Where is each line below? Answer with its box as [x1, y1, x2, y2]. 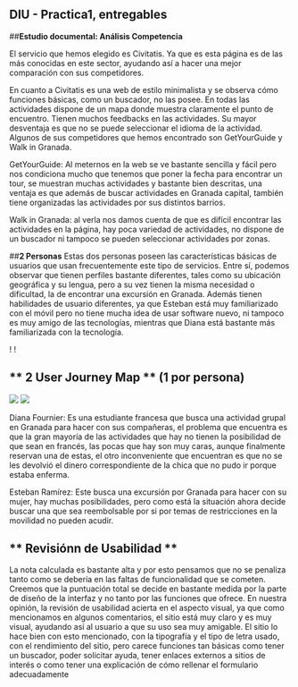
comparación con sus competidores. [9, 67, 145, 78]
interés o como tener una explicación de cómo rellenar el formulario [9, 659, 259, 670]
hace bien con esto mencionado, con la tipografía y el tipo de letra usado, [9, 631, 280, 642]
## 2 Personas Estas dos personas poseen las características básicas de [9, 250, 277, 261]
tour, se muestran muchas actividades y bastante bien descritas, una [9, 178, 263, 189]
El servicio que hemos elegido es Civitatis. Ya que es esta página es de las [9, 48, 284, 59]
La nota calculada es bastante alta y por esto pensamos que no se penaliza [9, 564, 286, 575]
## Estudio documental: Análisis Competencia [9, 30, 183, 41]
